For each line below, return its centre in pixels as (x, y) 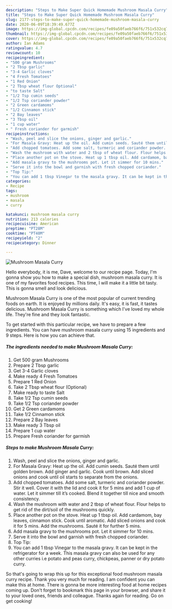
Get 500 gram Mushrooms (41, 360)
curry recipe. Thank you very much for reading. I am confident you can (80, 579)
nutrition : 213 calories (32, 219)
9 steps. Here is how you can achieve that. (51, 335)
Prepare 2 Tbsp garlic (36, 365)
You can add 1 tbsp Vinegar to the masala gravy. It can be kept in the (85, 548)
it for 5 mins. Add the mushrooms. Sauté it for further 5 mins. (77, 526)
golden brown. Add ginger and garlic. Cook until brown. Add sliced (83, 471)
